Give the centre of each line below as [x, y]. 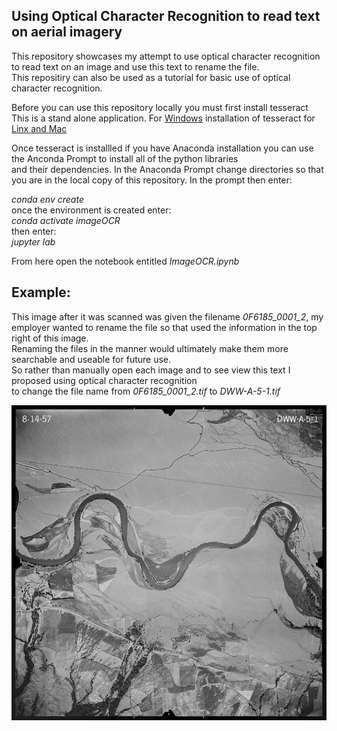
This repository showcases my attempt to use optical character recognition [166, 56]
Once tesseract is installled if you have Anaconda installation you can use [162, 148]
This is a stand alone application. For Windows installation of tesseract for [163, 118]
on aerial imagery [67, 32]
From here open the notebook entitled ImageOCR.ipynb [125, 261]
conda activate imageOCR [66, 220]
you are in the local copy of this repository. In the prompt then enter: [152, 180]
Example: [41, 292]
